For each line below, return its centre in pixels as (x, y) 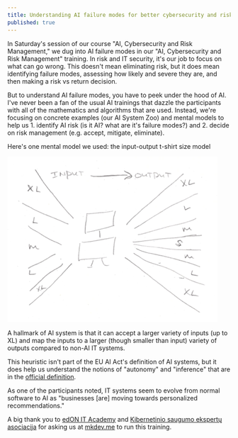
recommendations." (36, 405)
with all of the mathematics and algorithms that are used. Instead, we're (112, 110)
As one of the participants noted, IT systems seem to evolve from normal (114, 391)
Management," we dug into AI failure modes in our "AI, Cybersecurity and (114, 51)
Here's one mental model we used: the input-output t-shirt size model (109, 146)
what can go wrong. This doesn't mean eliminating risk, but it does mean (113, 66)
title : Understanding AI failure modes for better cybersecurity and (112, 15)
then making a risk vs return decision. (62, 81)
